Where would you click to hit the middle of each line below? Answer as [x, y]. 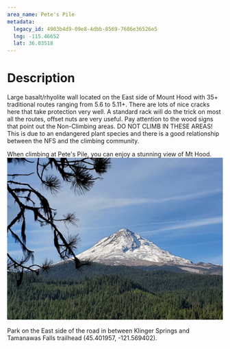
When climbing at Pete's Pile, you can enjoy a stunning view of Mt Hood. [110, 154]
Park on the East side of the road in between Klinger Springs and [99, 331]
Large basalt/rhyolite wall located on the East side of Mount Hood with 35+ [113, 97]
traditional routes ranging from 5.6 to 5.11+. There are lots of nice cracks [108, 105]
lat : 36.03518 [33, 44]
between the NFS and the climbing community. [73, 141]
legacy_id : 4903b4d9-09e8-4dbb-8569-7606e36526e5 [85, 29]
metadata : [21, 22]
